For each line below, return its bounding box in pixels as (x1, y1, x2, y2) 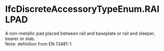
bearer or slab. (5, 36, 35, 42)
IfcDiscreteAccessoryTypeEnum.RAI (5, 3, 160, 15)
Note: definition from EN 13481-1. (5, 41, 73, 47)
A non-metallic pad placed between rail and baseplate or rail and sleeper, (5, 30, 156, 36)
